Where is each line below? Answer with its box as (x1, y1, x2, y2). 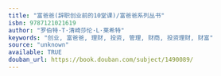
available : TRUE (8, 48, 62, 56)
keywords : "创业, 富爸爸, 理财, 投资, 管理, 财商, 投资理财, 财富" (8, 33, 214, 42)
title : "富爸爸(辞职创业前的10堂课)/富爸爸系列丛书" (8, 11, 165, 20)
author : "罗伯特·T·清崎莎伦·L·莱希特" (8, 26, 125, 34)
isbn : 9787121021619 (8, 19, 77, 27)
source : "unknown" (8, 41, 69, 49)
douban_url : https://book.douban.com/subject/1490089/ (8, 56, 194, 64)
